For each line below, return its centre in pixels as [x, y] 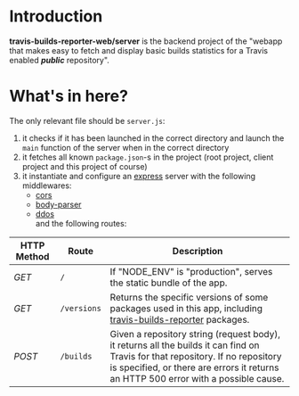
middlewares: [47, 186]
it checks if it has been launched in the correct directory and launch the [153, 138]
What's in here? [69, 96]
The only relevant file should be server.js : [87, 120]
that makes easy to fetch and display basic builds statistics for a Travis [139, 50]
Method [32, 256]
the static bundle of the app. [169, 283]
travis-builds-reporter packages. [180, 319]
